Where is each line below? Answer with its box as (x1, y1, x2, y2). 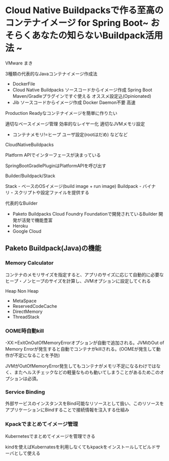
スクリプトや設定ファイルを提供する (14, 189, 89, 195)
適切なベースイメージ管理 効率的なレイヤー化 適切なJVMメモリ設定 (5, 120, 145, 126)
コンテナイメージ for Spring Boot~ (5, 17, 149, 29)
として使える (14, 450, 41, 456)
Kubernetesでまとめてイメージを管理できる (5, 433, 96, 439)
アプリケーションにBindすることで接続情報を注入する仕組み (5, 407, 130, 413)
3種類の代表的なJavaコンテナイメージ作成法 (5, 71, 97, 77)
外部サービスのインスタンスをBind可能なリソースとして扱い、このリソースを (5, 401, 164, 407)
